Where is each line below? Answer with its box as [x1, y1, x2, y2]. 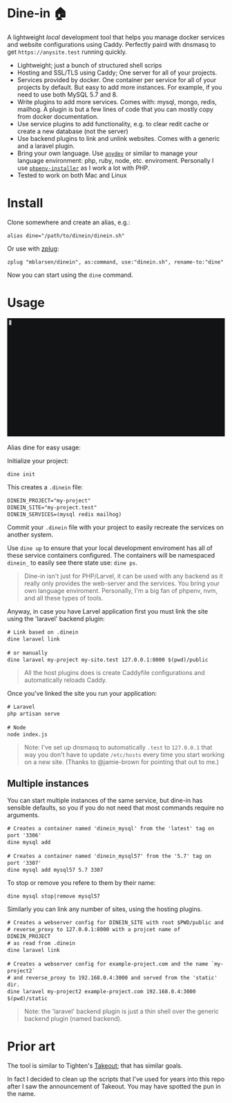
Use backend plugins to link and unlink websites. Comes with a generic [17, 134, 220, 142]
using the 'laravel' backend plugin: [7, 614, 105, 623]
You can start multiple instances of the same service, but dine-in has [7, 796, 203, 804]
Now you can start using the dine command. [7, 271, 133, 279]
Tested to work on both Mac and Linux [17, 170, 127, 179]
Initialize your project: [7, 456, 69, 465]
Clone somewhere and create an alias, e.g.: [7, 218, 130, 226]
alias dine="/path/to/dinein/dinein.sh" [7, 232, 126, 239]
